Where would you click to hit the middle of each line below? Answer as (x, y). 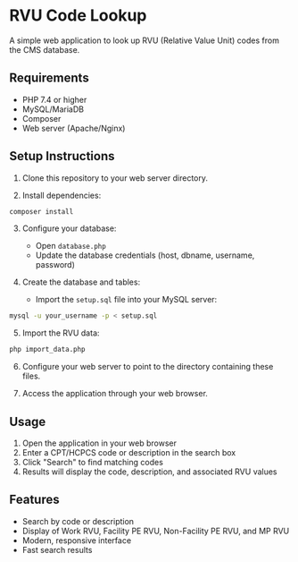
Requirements (49, 78)
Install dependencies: (62, 195)
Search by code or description (78, 521)
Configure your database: (69, 228)
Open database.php (71, 246)
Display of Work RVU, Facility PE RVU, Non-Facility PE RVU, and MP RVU (156, 531)
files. (31, 376)
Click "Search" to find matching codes (92, 462)
